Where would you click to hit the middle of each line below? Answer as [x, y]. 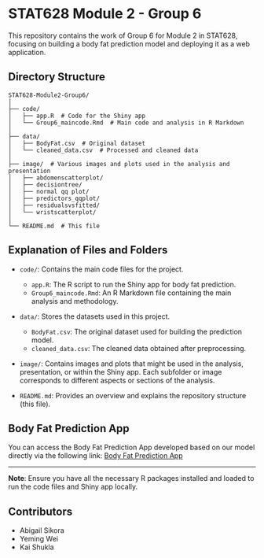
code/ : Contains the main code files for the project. [101, 269]
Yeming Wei [39, 539]
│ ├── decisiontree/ [45, 185]
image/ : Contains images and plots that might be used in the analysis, [131, 364]
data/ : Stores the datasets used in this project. [95, 316]
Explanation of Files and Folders [88, 250]
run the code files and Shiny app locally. [73, 487]
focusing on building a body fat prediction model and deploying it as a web [129, 43]
